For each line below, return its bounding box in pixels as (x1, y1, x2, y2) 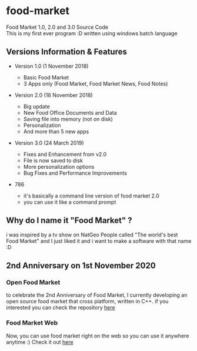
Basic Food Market (23, 73, 69, 81)
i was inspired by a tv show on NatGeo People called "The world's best (6, 231, 178, 238)
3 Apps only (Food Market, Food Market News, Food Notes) (23, 80, 168, 87)
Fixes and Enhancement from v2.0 (23, 151, 107, 158)
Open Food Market (6, 278, 61, 286)
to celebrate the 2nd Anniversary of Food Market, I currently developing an (6, 292, 188, 299)
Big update (23, 103, 50, 110)
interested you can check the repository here (6, 304, 116, 311)
